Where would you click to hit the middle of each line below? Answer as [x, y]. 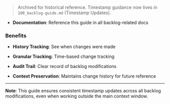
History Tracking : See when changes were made [64, 47]
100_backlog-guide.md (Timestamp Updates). [64, 13]
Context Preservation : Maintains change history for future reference [84, 76]
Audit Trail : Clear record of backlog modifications [65, 66]
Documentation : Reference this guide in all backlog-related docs [80, 23]
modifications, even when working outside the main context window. [77, 96]
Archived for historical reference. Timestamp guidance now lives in [88, 7]
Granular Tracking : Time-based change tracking [63, 57]
